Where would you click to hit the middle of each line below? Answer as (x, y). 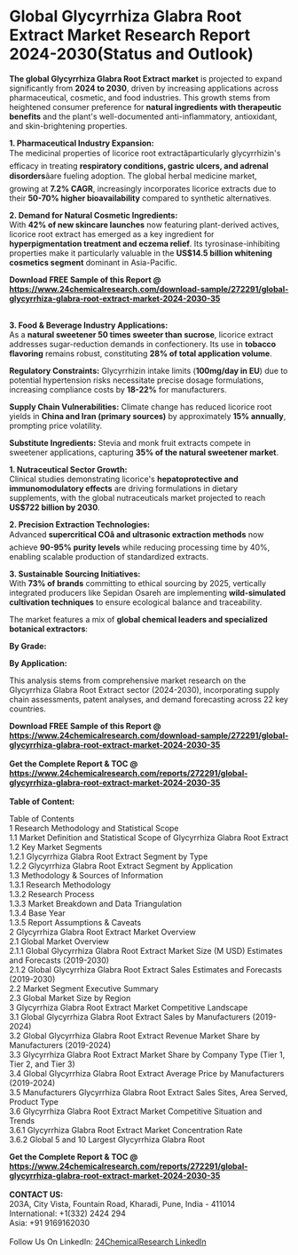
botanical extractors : (49, 629)
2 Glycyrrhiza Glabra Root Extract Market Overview (103, 932)
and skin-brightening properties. (68, 125)
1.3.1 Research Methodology (60, 885)
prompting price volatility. (56, 425)
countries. (27, 709)
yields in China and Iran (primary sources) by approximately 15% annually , (148, 416)
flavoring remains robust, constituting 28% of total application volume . (141, 353)
